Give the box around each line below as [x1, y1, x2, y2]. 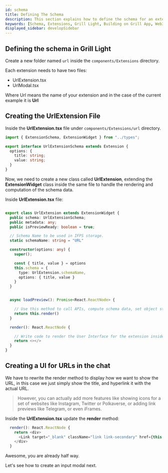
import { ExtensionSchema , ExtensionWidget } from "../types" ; [5, 134, 140, 140]
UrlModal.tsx [12, 82, 39, 88]
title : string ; [14, 153, 46, 158]
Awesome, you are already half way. [5, 453, 80, 459]
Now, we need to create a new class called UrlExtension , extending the [5, 176, 152, 182]
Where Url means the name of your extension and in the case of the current [5, 92, 161, 98]
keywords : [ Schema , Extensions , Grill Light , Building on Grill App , [5, 21, 153, 26]
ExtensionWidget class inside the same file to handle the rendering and [5, 181, 153, 187]
